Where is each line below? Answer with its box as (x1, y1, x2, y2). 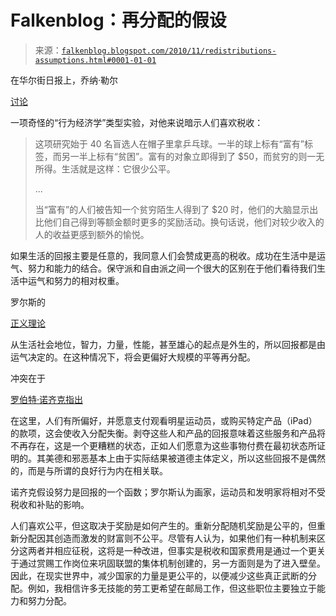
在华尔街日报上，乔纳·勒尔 (10, 74, 119, 86)
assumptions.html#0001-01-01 (34, 55, 157, 65)
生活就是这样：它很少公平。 (61, 162, 176, 175)
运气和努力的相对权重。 (27, 274, 125, 286)
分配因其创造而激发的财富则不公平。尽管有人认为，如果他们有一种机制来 (18, 532, 317, 544)
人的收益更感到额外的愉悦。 (34, 228, 150, 240)
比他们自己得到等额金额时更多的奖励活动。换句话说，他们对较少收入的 (34, 216, 325, 228)
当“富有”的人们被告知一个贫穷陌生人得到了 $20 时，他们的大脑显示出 (34, 203, 319, 215)
